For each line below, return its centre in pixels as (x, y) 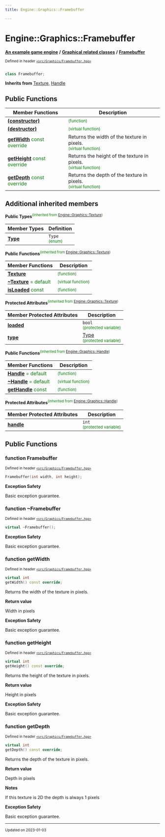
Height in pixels (21, 695)
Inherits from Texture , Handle (35, 83)
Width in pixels (20, 611)
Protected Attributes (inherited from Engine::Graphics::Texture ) (62, 302)
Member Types (26, 228)
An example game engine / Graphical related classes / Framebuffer (75, 52)
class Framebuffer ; (25, 74)
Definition (60, 228)
